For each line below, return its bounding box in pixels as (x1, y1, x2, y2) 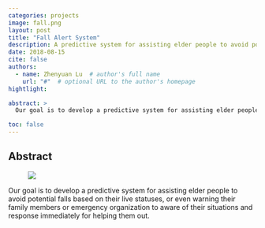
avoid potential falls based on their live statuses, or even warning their (8, 194, 236, 204)
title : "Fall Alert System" (8, 33, 101, 42)
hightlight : (8, 84, 47, 93)
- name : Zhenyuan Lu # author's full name (15, 70, 160, 78)
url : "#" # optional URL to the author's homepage (22, 77, 196, 85)
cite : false (8, 56, 47, 64)
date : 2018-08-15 (8, 48, 65, 56)
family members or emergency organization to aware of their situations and (8, 202, 253, 211)
